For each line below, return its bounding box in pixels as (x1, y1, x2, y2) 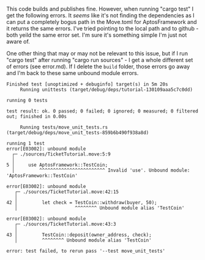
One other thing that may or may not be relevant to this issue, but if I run (6, 50, 188, 57)
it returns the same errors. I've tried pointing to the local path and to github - (6, 25, 199, 32)
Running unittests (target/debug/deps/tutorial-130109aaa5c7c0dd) (20, 87, 193, 93)
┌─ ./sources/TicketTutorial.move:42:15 (14, 189, 119, 195)
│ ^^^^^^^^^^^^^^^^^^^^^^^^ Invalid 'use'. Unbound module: (12, 167, 190, 173)
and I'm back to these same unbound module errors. (6, 69, 139, 76)
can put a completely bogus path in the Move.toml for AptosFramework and (6, 18, 197, 25)
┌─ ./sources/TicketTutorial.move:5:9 (12, 151, 111, 157)
